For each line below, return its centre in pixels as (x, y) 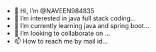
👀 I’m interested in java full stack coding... (75, 18)
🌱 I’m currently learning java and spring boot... (82, 26)
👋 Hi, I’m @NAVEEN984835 (54, 11)
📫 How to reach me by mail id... (61, 41)
